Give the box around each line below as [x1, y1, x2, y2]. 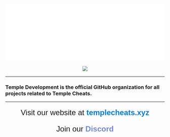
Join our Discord [56, 124, 114, 133]
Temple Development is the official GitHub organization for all [5, 84, 160, 91]
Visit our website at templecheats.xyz [20, 108, 150, 117]
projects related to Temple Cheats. [5, 90, 92, 97]
